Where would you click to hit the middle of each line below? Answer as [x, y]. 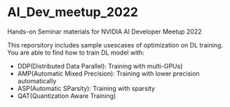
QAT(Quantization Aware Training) [67, 96]
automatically [37, 80]
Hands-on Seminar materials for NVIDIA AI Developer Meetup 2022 [104, 31]
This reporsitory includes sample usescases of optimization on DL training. [115, 45]
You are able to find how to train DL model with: [76, 52]
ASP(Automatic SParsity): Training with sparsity [86, 88]
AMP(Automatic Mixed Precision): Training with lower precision [108, 73]
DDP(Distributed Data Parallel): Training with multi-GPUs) [100, 66]
